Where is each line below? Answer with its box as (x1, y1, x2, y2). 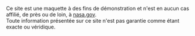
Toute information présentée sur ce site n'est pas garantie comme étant (6, 17, 180, 24)
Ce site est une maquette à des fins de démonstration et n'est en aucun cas (6, 5, 190, 12)
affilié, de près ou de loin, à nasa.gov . (6, 11, 97, 18)
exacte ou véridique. (6, 23, 56, 30)
